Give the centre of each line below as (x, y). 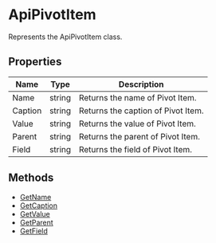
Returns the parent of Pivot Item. (139, 136)
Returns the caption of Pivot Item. (141, 111)
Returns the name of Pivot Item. (137, 97)
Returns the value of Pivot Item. (137, 123)
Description (141, 84)
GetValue (35, 214)
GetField (33, 231)
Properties (35, 62)
